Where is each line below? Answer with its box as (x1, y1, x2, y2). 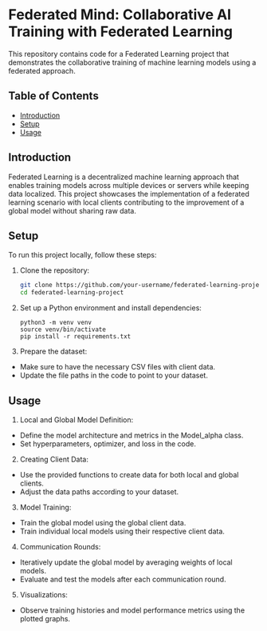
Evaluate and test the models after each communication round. (19, 574, 226, 584)
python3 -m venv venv (19, 318, 92, 327)
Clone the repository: (19, 266, 90, 275)
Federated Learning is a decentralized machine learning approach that (8, 172, 239, 182)
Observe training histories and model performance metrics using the (19, 605, 245, 615)
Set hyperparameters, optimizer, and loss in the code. (19, 438, 197, 449)
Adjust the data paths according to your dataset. (19, 486, 179, 497)
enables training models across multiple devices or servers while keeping (8, 180, 249, 190)
